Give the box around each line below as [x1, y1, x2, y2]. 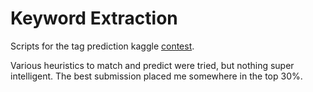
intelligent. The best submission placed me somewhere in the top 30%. [10, 70, 303, 82]
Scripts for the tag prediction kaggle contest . [10, 40, 195, 52]
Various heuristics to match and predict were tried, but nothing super [10, 59, 295, 71]
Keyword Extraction [10, 7, 178, 30]
